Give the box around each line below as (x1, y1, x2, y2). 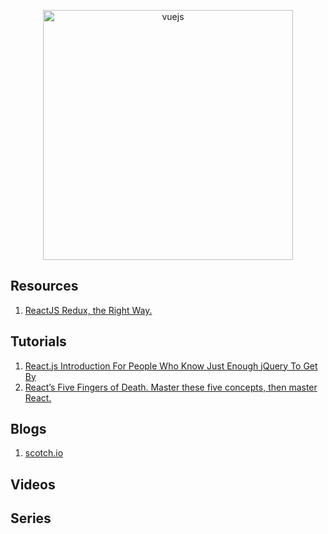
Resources (10, 278, 79, 295)
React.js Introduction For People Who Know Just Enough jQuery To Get (24, 360, 318, 372)
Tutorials (10, 333, 67, 350)
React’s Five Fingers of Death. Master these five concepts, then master (24, 381, 318, 393)
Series (10, 510, 52, 527)
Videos (10, 476, 56, 493)
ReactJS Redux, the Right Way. (24, 304, 153, 316)
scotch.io (24, 447, 64, 459)
